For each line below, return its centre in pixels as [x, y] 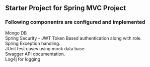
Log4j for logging [23, 59]
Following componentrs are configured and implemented [75, 22]
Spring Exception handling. [33, 43]
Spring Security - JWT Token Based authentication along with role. [74, 38]
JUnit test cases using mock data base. [45, 48]
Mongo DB [16, 33]
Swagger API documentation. [35, 54]
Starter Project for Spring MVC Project [66, 8]
